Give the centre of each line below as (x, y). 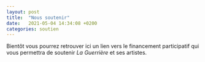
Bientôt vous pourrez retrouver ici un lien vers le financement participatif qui (103, 46)
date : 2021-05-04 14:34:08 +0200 (52, 23)
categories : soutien (33, 29)
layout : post (23, 12)
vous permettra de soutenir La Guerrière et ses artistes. (77, 53)
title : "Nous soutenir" (38, 18)
